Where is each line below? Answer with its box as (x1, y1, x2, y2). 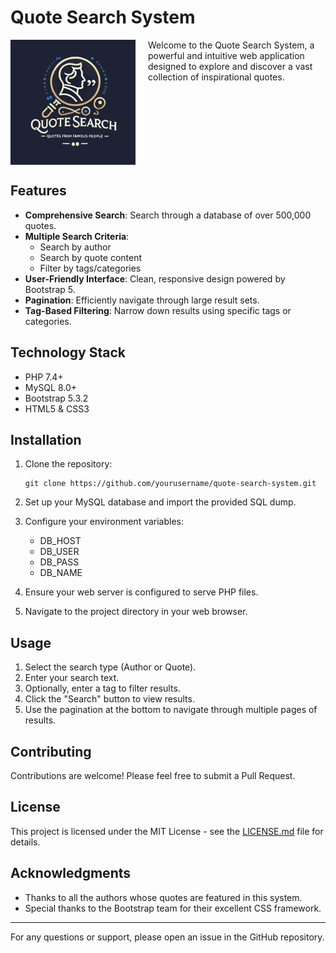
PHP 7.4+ (24, 371, 64, 383)
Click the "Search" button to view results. (24, 693, 195, 705)
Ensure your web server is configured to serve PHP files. (24, 586, 259, 598)
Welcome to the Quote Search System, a (148, 39, 315, 51)
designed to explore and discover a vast (148, 60, 313, 72)
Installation (10, 431, 82, 448)
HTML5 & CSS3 (24, 402, 90, 415)
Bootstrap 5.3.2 (24, 392, 89, 404)
